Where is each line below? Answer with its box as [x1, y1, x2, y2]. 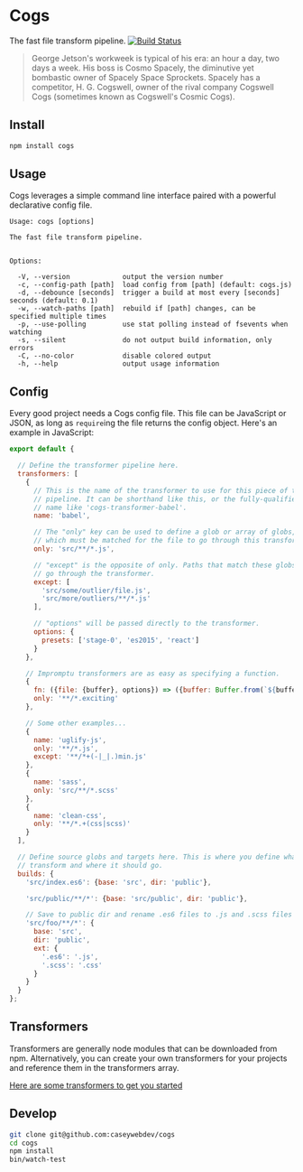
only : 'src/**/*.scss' [32, 786, 119, 795]
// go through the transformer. [32, 569, 155, 578]
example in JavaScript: [9, 427, 95, 438]
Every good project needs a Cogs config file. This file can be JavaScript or [9, 408, 287, 419]
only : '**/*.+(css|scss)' [32, 819, 131, 829]
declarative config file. [9, 200, 93, 210]
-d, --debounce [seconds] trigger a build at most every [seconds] [17, 288, 280, 298]
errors [9, 344, 34, 353]
